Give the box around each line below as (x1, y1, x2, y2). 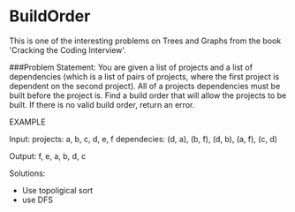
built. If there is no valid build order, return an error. (9, 99, 195, 110)
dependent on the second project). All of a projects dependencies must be (9, 80, 281, 91)
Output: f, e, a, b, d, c (9, 150, 87, 161)
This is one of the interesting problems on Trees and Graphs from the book (9, 35, 282, 46)
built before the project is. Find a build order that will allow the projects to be (9, 90, 287, 101)
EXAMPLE (9, 117, 46, 127)
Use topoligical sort (21, 185, 94, 195)
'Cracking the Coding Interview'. (9, 44, 126, 55)
